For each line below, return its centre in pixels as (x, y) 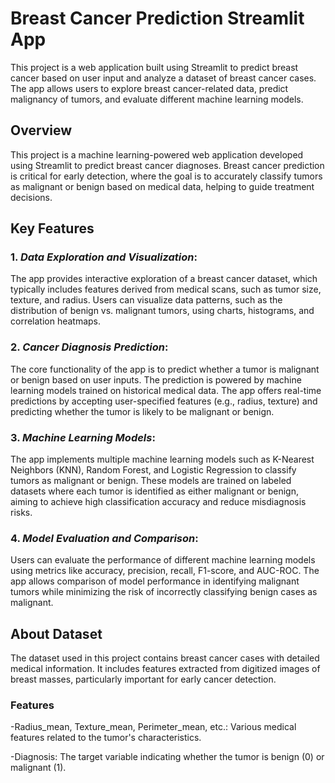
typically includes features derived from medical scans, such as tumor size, (166, 289)
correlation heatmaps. (56, 321)
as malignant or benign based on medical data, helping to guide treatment (162, 186)
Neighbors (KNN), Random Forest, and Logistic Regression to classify (153, 470)
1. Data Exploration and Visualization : (104, 257)
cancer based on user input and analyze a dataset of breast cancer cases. (163, 78)
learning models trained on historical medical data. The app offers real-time (166, 390)
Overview (41, 130)
